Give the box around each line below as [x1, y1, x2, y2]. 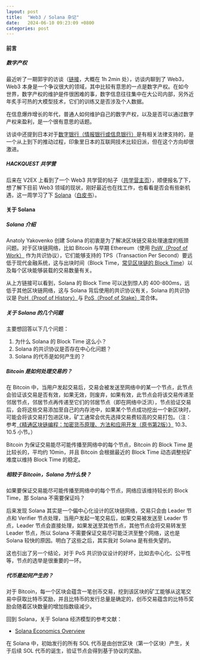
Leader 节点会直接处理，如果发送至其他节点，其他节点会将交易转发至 [16, 522, 187, 529]
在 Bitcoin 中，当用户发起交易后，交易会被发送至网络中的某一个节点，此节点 [6, 384, 193, 391]
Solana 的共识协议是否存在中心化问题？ [14, 345, 112, 352]
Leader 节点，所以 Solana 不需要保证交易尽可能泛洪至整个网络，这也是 [6, 529, 180, 537]
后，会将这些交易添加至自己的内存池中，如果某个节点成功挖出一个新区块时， [6, 406, 194, 413]
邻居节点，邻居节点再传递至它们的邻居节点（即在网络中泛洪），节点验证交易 [6, 399, 192, 406]
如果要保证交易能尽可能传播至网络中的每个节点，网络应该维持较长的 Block [6, 487, 189, 494]
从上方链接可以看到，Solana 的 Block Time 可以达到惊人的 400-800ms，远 [6, 280, 190, 287]
